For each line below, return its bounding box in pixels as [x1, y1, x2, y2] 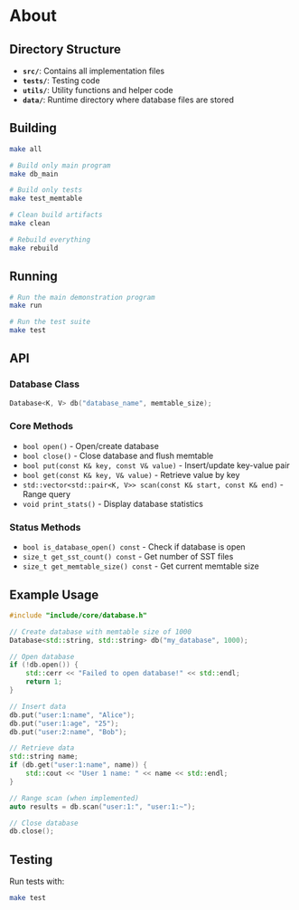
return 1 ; [25, 677, 63, 686]
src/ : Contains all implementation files [22, 65, 165, 76]
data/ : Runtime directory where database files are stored [22, 94, 235, 105]
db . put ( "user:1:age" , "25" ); [9, 719, 119, 728]
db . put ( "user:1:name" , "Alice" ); [9, 710, 135, 720]
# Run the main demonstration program [9, 292, 155, 302]
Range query [22, 488, 70, 499]
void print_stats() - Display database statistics [22, 498, 203, 509]
